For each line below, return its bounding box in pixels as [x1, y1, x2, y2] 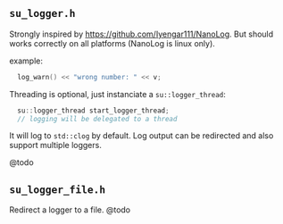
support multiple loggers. [9, 140, 103, 151]
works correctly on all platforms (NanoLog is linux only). [9, 37, 216, 48]
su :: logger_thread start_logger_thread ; [17, 106, 170, 115]
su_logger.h [9, 7, 76, 21]
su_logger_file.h [9, 183, 105, 195]
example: [9, 55, 43, 66]
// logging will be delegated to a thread [17, 114, 178, 123]
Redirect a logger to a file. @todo [9, 204, 131, 215]
